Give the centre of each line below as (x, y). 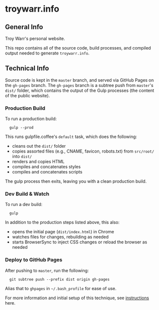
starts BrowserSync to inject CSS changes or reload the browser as (79, 242)
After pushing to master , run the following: (47, 270)
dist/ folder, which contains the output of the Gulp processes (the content (80, 90)
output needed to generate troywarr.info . (47, 53)
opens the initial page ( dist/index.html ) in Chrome (63, 232)
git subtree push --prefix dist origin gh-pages (60, 279)
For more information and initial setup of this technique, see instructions (77, 298)
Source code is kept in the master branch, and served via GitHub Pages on (79, 80)
